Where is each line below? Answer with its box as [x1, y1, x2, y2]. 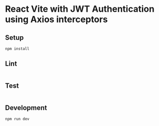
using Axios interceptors [5, 14, 108, 25]
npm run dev [5, 117, 29, 122]
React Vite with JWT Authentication [5, 3, 155, 15]
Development [5, 104, 48, 112]
